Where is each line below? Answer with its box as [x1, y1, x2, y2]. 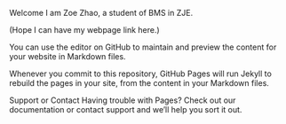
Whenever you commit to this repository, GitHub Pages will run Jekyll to [9, 68, 273, 79]
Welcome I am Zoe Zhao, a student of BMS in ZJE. [9, 8, 194, 18]
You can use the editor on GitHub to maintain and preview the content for [9, 42, 277, 52]
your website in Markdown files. [9, 51, 126, 61]
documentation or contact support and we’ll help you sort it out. [9, 105, 242, 114]
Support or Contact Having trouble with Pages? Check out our [9, 95, 236, 105]
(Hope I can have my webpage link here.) [9, 25, 160, 35]
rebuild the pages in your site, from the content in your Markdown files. [9, 78, 269, 88]
